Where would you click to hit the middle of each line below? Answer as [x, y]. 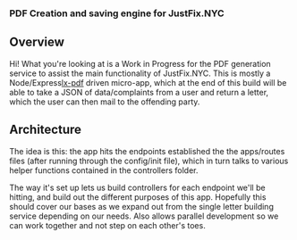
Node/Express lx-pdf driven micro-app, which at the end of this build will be [148, 82]
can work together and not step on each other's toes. [107, 225]
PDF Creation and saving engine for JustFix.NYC [117, 13]
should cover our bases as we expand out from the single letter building [142, 206]
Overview [37, 42]
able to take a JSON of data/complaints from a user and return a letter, [139, 92]
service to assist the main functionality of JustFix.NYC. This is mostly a [140, 73]
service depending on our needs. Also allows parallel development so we [144, 216]
